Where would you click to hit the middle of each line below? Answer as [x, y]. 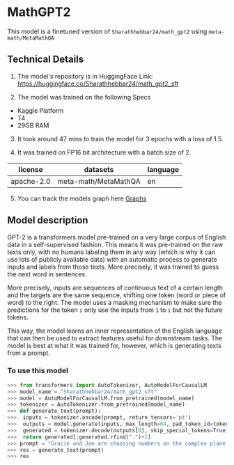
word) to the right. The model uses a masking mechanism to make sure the [115, 302]
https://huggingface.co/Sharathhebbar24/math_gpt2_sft [98, 84]
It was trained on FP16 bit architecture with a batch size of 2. [104, 152]
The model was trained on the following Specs [84, 97]
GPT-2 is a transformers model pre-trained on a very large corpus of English [117, 237]
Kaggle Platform [40, 110]
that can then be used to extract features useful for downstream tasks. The [115, 338]
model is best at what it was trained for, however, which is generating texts [114, 345]
